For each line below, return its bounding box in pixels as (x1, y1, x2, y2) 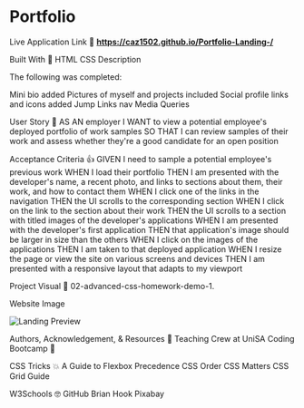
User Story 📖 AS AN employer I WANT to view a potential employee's (9, 116, 268, 127)
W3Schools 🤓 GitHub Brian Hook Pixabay (9, 388, 165, 399)
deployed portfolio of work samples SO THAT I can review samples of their (9, 125, 289, 137)
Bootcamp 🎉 (9, 343, 56, 354)
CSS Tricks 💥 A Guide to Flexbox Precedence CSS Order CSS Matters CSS (9, 360, 289, 371)
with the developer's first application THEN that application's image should (9, 224, 289, 235)
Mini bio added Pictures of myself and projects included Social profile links (9, 89, 289, 100)
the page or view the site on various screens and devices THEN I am (9, 253, 266, 264)
